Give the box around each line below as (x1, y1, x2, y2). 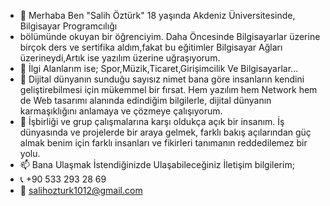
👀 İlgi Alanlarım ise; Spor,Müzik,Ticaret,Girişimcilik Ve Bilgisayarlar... (19, 63, 299, 74)
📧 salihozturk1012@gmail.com (19, 185, 143, 196)
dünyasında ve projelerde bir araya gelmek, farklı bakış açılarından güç (19, 126, 312, 138)
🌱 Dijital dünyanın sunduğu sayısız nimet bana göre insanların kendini (19, 73, 305, 85)
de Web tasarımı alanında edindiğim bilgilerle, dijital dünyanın (19, 95, 272, 106)
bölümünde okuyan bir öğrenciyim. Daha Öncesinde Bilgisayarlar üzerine (19, 31, 321, 42)
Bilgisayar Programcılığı (19, 20, 118, 32)
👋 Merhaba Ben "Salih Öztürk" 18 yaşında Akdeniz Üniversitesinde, (19, 10, 296, 21)
